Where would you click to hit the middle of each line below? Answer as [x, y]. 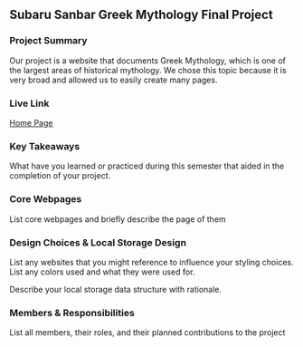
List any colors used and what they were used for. [102, 272]
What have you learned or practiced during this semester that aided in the [147, 166]
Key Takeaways [45, 146]
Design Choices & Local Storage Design [98, 242]
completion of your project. [60, 176]
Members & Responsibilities [72, 313]
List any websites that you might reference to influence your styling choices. [151, 262]
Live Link [29, 103]
